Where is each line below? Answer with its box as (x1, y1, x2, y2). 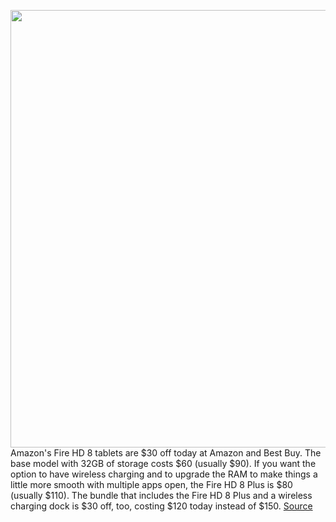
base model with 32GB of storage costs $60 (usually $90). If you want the (10, 458, 317, 469)
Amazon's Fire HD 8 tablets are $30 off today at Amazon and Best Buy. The (10, 447, 322, 459)
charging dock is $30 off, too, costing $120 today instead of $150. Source (10, 500, 313, 512)
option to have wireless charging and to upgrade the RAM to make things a (10, 468, 318, 480)
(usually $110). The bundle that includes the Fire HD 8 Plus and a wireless (10, 490, 313, 501)
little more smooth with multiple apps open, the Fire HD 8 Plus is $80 (10, 479, 293, 490)
